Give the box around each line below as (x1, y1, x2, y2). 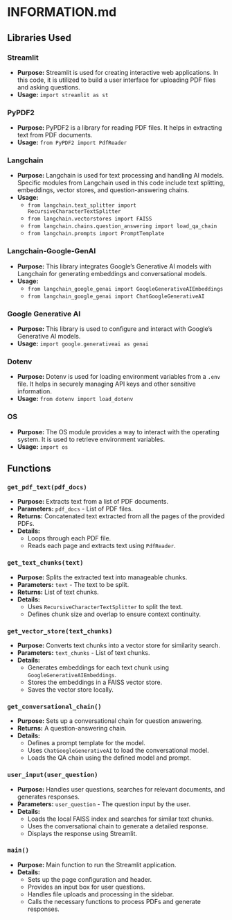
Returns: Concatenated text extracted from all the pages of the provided (17, 512, 225, 520)
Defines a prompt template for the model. (27, 739, 145, 747)
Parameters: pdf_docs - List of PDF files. (17, 504, 134, 513)
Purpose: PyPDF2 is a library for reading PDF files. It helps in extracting (17, 123, 222, 132)
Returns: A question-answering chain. (17, 724, 127, 733)
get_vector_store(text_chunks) (7, 627, 113, 635)
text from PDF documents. (17, 131, 93, 139)
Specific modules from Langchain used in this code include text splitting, (17, 178, 225, 187)
